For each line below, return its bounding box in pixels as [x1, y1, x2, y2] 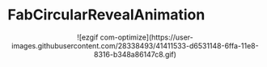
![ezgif [77, 32, 99, 42]
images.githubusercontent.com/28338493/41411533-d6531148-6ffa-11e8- [11, 40, 260, 50]
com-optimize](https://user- [100, 32, 193, 42]
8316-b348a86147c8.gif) [93, 49, 177, 59]
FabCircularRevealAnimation [7, 6, 206, 24]
